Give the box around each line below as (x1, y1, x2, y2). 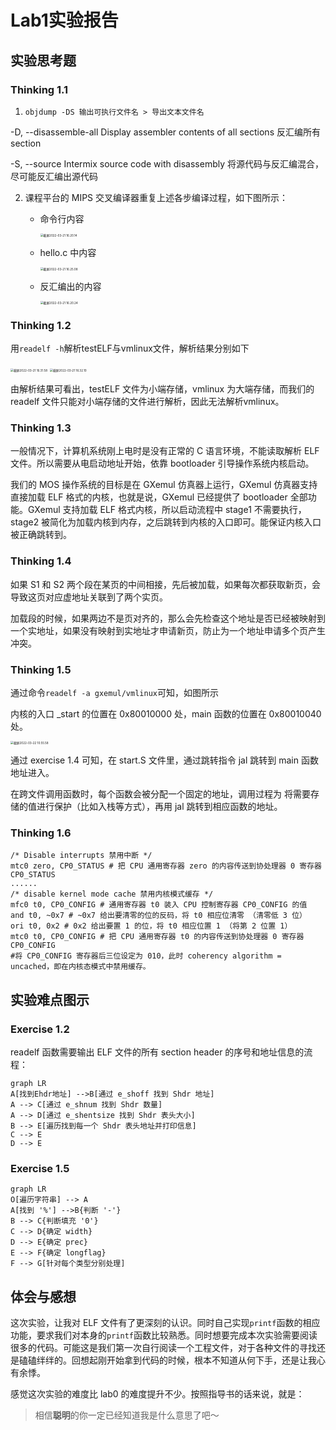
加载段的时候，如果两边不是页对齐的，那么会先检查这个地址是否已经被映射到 (10, 612, 326, 624)
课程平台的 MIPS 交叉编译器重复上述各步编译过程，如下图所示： (24, 191, 289, 203)
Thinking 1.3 (10, 421, 72, 435)
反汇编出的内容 (39, 280, 102, 292)
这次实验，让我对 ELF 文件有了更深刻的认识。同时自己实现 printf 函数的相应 (10, 1317, 321, 1329)
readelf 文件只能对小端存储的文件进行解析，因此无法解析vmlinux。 (10, 396, 285, 408)
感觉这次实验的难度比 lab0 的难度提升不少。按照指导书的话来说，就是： (10, 1388, 305, 1400)
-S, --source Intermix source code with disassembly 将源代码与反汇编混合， (10, 157, 324, 170)
